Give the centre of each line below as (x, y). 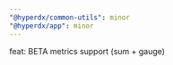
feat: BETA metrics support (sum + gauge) (87, 51)
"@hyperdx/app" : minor (52, 26)
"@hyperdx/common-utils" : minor (69, 17)
